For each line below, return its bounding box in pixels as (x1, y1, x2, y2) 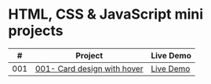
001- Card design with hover (35, 63, 144, 74)
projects (8, 22, 64, 40)
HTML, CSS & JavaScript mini (8, 5, 204, 23)
